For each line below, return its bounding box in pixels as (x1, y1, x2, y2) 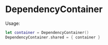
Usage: (5, 20, 20, 26)
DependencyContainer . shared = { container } (5, 34, 100, 40)
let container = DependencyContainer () (5, 30, 89, 35)
